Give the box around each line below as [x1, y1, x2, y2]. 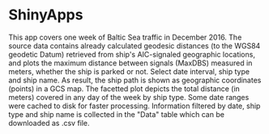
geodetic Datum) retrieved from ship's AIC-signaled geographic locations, [8, 49, 255, 59]
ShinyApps [8, 6, 83, 24]
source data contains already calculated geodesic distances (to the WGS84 [8, 40, 261, 50]
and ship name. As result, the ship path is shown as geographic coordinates [8, 75, 262, 85]
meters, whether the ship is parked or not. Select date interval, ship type [8, 66, 250, 76]
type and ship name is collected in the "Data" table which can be [8, 109, 225, 119]
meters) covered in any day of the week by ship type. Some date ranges [8, 92, 250, 102]
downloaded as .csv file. [8, 118, 91, 128]
